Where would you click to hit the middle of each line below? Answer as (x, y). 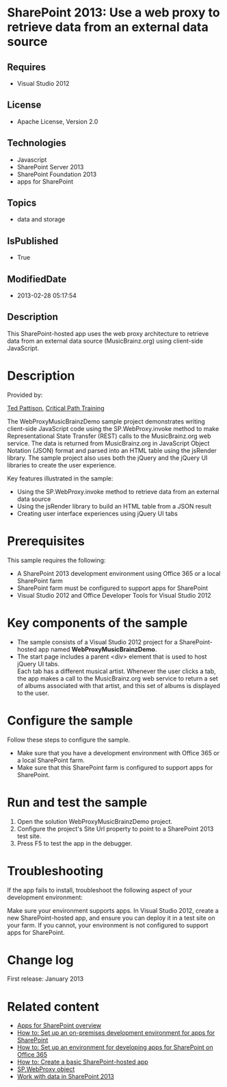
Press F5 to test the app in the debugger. (75, 843)
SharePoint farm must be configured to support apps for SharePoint (112, 588)
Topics (22, 203)
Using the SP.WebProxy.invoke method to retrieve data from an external (118, 491)
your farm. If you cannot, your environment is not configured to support (108, 925)
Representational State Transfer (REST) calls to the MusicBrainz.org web (109, 436)
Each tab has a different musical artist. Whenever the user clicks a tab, (117, 671)
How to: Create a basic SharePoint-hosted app (82, 1062)
